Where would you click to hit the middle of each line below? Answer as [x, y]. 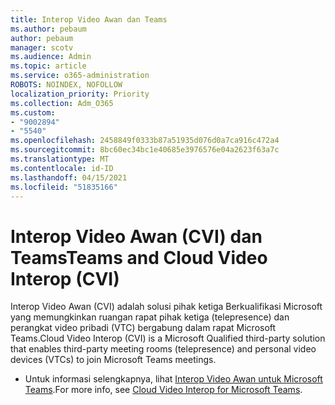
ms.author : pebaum [48, 29]
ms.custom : [33, 112]
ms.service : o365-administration [80, 76]
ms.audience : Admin [51, 57]
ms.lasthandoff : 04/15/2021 [69, 177]
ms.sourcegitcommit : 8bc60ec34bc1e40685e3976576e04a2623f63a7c [145, 150]
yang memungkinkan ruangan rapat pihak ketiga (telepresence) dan [150, 317]
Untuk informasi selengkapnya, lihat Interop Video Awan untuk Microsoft [173, 379]
